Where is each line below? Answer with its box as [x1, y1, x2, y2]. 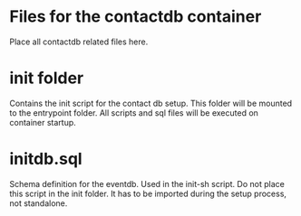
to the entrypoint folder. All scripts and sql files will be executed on [9, 107, 258, 118]
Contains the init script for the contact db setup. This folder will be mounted [9, 98, 293, 108]
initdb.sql [9, 149, 83, 169]
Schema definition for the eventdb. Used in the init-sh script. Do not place [9, 178, 286, 189]
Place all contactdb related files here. [9, 36, 149, 47]
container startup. [9, 117, 77, 127]
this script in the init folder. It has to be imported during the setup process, [9, 188, 287, 199]
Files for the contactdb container [9, 6, 262, 27]
